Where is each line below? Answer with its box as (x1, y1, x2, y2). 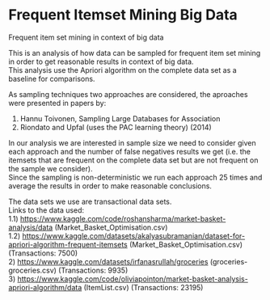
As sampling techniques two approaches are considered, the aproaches (8, 89, 248, 99)
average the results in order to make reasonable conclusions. (8, 180, 213, 191)
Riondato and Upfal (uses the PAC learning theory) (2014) (19, 122, 212, 132)
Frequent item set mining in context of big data (8, 32, 164, 42)
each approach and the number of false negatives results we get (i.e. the (8, 146, 251, 156)
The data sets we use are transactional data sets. (8, 196, 172, 206)
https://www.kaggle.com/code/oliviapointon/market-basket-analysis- (17, 273, 248, 284)
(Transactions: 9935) (57, 265, 129, 275)
